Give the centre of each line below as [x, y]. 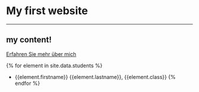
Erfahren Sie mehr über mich [41, 54]
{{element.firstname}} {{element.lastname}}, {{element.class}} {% [95, 77]
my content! [29, 40]
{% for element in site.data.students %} [54, 65]
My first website [47, 11]
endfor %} [27, 83]
